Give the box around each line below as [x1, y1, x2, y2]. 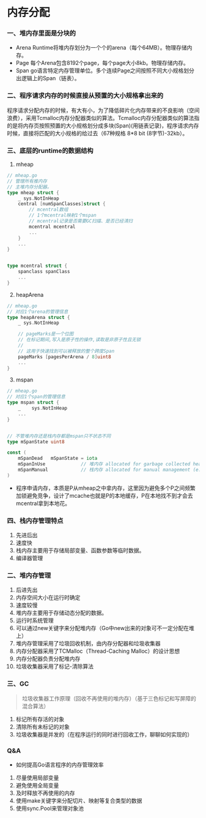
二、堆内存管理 [7, 571, 51, 580]
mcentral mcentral [29, 223, 76, 230]
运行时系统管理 [15, 617, 54, 625]
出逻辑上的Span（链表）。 [15, 75, 80, 82]
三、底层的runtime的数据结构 [7, 146, 94, 155]
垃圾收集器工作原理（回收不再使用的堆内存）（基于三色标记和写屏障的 [21, 694, 196, 702]
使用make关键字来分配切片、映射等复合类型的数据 [15, 797, 142, 805]
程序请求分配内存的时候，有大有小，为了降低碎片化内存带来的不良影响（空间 [7, 107, 200, 114]
